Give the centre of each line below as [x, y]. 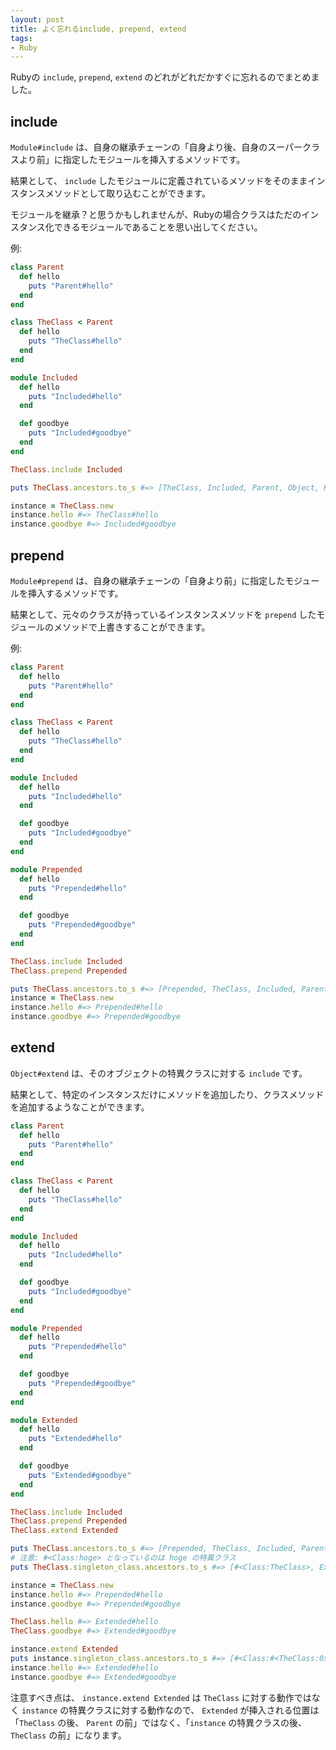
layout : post [37, 19]
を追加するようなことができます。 [80, 1107]
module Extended [44, 1420]
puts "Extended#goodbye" [80, 1475]
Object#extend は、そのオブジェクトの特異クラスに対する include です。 [159, 1073]
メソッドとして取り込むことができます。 [127, 193]
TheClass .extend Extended [64, 1531]
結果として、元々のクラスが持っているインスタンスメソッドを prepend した [163, 614]
